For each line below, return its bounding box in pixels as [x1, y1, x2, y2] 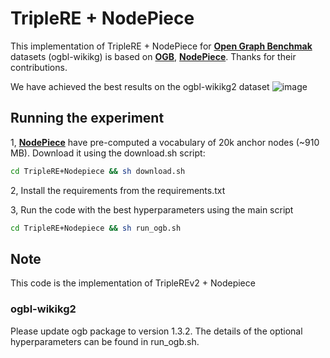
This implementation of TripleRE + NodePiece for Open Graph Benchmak [10, 40, 313, 52]
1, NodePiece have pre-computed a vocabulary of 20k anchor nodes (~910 [10, 136, 320, 148]
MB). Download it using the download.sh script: [10, 147, 206, 159]
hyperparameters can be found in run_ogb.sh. [10, 335, 200, 347]
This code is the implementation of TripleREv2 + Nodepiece [10, 277, 256, 289]
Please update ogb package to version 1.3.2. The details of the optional [10, 325, 303, 337]
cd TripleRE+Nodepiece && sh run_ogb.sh [10, 223, 182, 233]
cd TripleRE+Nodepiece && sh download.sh [10, 166, 186, 176]
